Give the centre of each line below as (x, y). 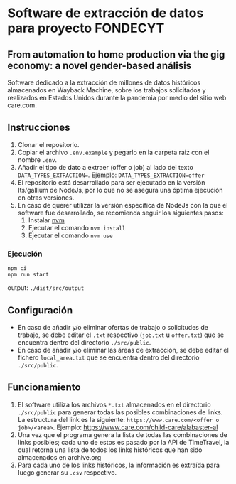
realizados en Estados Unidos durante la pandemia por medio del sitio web (117, 98)
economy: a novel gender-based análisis (100, 65)
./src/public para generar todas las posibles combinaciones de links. (120, 412)
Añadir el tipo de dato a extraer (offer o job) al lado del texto (105, 167)
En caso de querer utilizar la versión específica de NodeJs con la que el (123, 205)
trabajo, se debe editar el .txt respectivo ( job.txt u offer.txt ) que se (121, 335)
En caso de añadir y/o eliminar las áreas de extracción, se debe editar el (123, 350)
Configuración (40, 310)
